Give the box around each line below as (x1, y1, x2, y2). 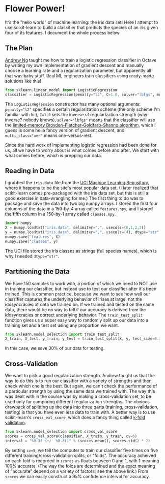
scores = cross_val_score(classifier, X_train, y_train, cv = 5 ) (5, 434, 137, 439)
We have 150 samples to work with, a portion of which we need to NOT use (5, 280, 157, 286)
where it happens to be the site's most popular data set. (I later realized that (5, 185, 159, 191)
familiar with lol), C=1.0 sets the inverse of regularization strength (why (5, 111, 148, 117)
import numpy (5, 221, 32, 226)
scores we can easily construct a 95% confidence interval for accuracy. (5, 473, 150, 479)
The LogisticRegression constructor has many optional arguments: (5, 101, 141, 107)
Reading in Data (5, 166, 55, 175)
